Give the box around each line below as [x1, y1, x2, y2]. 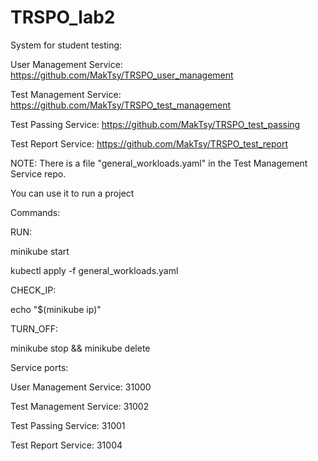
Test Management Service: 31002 [10, 400, 150, 412]
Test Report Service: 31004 [10, 439, 123, 451]
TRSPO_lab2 [10, 6, 116, 29]
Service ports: [10, 361, 69, 373]
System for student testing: [10, 39, 123, 51]
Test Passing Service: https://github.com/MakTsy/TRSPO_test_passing [10, 118, 301, 130]
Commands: [10, 206, 61, 218]
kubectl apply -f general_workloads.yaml [10, 264, 179, 276]
